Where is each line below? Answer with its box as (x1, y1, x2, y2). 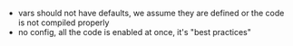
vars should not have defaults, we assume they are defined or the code (17, 8, 285, 18)
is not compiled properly (17, 17, 110, 28)
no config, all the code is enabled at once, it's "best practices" (17, 27, 252, 37)
